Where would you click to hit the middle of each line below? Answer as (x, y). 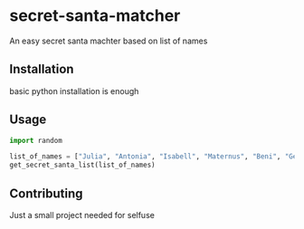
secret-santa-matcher (95, 16)
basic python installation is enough (74, 91)
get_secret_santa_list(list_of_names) (82, 165)
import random (36, 140)
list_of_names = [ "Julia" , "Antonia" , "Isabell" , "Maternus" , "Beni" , (145, 157)
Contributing (46, 193)
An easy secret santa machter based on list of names (109, 41)
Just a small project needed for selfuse (82, 215)
